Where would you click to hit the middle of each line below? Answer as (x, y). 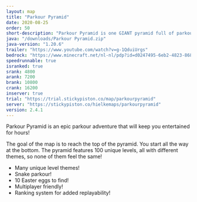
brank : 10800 (22, 83)
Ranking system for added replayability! (62, 193)
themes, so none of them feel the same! (54, 157)
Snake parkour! (33, 174)
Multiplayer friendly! (39, 187)
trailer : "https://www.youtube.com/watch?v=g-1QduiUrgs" (77, 50)
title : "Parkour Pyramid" (38, 17)
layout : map (21, 11)
